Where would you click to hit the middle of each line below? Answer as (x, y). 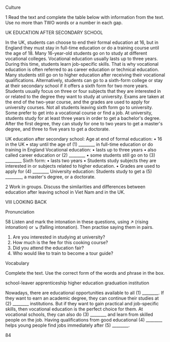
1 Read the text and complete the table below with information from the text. (85, 17)
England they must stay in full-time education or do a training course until (82, 48)
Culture (13, 7)
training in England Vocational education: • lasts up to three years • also (81, 150)
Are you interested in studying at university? (59, 237)
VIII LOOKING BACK (26, 202)
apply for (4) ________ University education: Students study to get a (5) (79, 171)
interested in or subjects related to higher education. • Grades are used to (83, 166)
